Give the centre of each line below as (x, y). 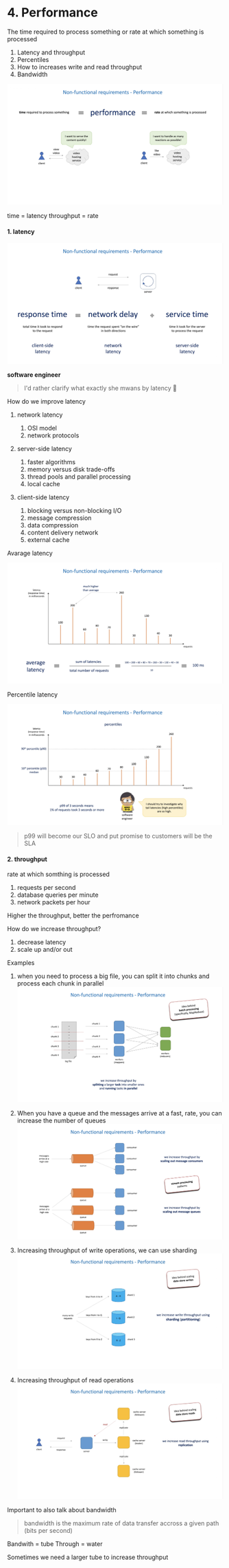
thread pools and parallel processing (79, 477)
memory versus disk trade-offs (71, 470)
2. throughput (27, 859)
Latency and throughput (51, 52)
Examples (21, 963)
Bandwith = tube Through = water (55, 1544)
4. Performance (52, 13)
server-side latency (44, 449)
